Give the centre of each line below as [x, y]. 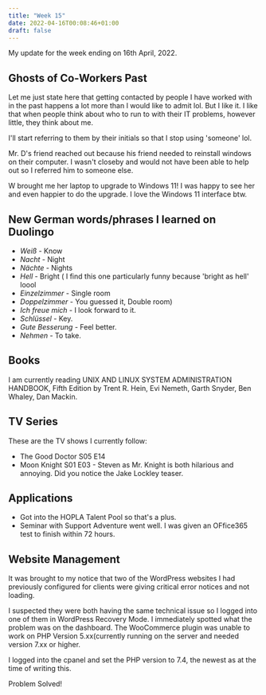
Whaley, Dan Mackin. [43, 396]
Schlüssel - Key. [46, 318]
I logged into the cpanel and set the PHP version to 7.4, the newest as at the [132, 660]
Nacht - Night [42, 259]
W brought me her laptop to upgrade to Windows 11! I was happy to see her [131, 186]
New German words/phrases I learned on [112, 219]
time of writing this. [40, 669]
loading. [22, 595]
